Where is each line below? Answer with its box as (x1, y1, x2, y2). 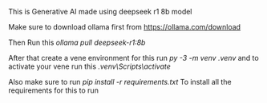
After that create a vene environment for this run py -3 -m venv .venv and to (8, 53, 259, 62)
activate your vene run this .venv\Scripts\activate (8, 61, 171, 71)
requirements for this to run (8, 85, 99, 95)
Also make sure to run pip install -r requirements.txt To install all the (8, 77, 232, 86)
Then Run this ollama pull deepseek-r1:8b (8, 38, 146, 47)
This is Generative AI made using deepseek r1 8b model (8, 7, 192, 16)
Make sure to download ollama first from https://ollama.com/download (8, 22, 241, 31)
